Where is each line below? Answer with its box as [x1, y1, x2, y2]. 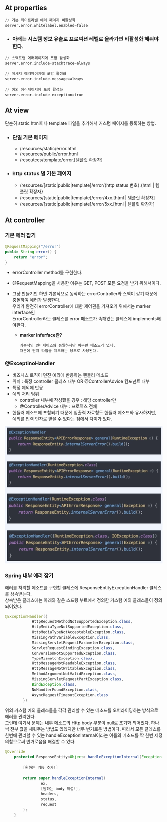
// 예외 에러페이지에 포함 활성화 [5, 87, 63, 92]
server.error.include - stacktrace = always [5, 61, 91, 66]
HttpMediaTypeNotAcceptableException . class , [31, 630, 126, 635]
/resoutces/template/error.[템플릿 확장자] [19, 157, 103, 163]
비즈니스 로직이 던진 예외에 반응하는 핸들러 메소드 [12, 372, 109, 378]
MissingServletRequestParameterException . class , [31, 640, 135, 645]
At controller [5, 216, 45, 224]
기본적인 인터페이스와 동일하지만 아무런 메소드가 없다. [19, 343, 116, 348]
